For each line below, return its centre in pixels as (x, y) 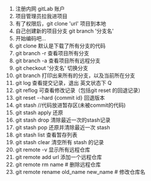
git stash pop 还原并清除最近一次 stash (62, 127)
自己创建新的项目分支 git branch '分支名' (65, 31)
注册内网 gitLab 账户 (40, 9)
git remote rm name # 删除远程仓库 (58, 164)
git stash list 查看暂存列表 (46, 135)
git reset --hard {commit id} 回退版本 (60, 98)
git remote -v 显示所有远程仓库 (53, 150)
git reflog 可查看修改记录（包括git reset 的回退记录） (79, 90)
